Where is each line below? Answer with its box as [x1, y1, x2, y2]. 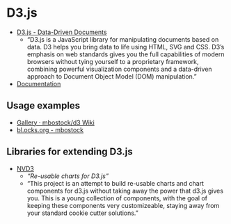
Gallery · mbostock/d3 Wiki [16, 118, 95, 127]
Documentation [16, 79, 61, 88]
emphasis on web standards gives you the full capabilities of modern [26, 50, 225, 58]
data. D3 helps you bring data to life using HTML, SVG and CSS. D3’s [26, 42, 225, 51]
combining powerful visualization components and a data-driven [26, 65, 213, 73]
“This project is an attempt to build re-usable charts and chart [26, 179, 205, 187]
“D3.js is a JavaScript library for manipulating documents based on [26, 35, 219, 43]
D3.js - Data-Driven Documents [16, 28, 107, 36]
